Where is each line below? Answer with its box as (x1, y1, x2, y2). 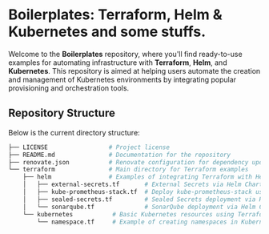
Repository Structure (8, 107, 116, 120)
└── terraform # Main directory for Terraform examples (8, 166, 249, 174)
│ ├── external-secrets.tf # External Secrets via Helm (22, 180, 242, 189)
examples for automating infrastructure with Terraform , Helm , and (8, 58, 227, 67)
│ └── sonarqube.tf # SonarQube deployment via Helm (22, 203, 256, 211)
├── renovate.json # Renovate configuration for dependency (8, 158, 249, 166)
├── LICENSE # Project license (8, 143, 171, 151)
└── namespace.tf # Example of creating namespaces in (37, 218, 239, 226)
